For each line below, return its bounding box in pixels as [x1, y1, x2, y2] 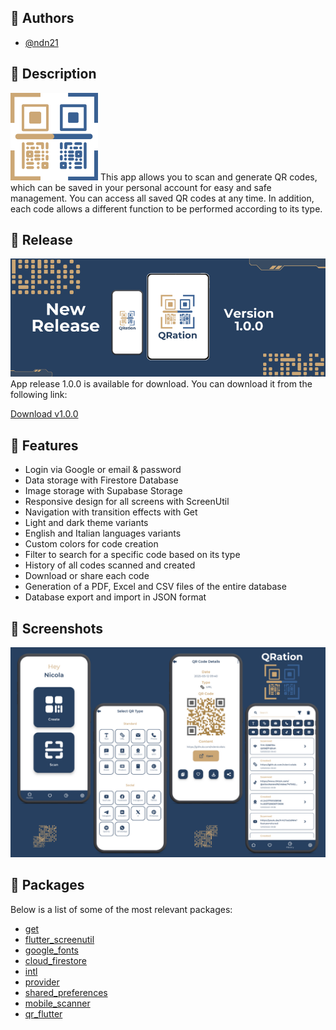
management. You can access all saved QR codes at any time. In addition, [10, 192, 315, 204]
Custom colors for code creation [24, 538, 159, 550]
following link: [10, 389, 68, 401]
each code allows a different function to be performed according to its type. [10, 202, 323, 215]
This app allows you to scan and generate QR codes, [99, 171, 318, 183]
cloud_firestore [24, 954, 88, 966]
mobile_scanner [24, 997, 91, 1009]
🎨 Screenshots [10, 620, 104, 637]
